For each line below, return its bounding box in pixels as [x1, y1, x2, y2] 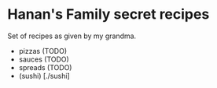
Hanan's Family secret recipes [7, 5, 210, 23]
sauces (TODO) [18, 55, 70, 64]
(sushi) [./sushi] [18, 71, 70, 80]
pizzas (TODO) [18, 46, 68, 55]
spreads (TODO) [18, 62, 72, 72]
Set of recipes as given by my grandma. [7, 31, 137, 40]
